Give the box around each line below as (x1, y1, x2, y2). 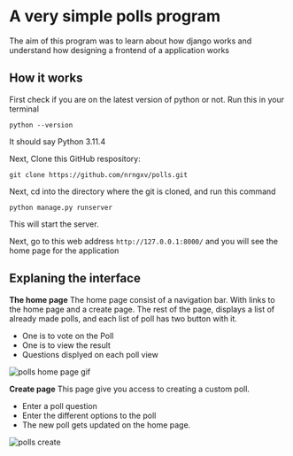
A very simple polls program (9, 6, 221, 27)
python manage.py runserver (9, 203, 113, 212)
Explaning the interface (9, 271, 142, 286)
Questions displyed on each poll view (21, 349, 159, 359)
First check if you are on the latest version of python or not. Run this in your (9, 94, 285, 104)
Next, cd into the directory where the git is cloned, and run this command (9, 186, 276, 197)
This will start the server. (9, 219, 99, 229)
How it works (9, 71, 83, 86)
